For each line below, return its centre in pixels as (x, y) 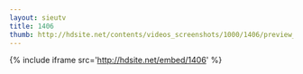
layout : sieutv (38, 18)
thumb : (22, 34)
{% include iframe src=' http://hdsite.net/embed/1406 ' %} (116, 60)
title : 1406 (32, 26)
